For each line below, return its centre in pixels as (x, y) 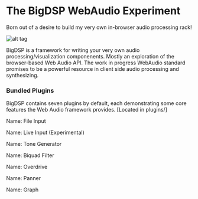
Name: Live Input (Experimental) (45, 133)
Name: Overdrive (27, 167)
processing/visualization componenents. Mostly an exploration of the (90, 56)
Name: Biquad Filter (30, 155)
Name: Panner (24, 178)
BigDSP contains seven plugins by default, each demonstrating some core (97, 103)
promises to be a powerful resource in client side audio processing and (92, 68)
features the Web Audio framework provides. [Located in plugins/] (87, 110)
